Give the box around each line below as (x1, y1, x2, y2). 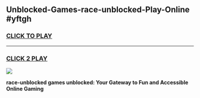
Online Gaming (6, 85, 44, 92)
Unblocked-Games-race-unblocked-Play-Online (6, 5, 190, 15)
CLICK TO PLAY (6, 32, 52, 40)
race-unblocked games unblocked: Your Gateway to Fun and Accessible (6, 78, 189, 86)
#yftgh (6, 14, 32, 24)
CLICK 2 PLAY (6, 54, 48, 62)
